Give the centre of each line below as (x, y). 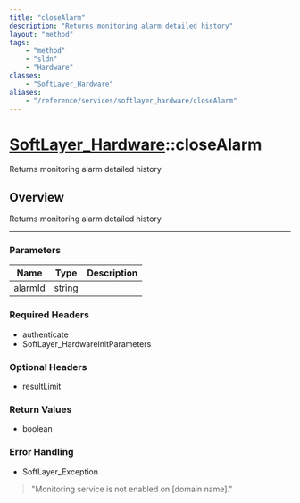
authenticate (45, 334)
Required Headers (49, 315)
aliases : (25, 92)
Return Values (41, 409)
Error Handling (42, 452)
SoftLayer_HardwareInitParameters (87, 343)
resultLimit (42, 387)
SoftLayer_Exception (60, 471)
